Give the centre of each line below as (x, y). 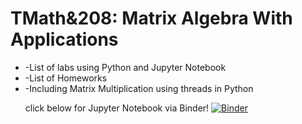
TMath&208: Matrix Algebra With (151, 18)
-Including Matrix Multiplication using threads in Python (139, 88)
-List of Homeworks (66, 78)
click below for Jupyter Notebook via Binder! (117, 108)
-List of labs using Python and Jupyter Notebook (125, 67)
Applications (64, 39)
